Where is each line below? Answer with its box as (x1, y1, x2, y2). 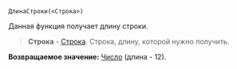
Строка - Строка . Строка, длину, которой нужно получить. (27, 36, 230, 46)
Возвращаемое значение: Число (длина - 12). (8, 52, 167, 61)
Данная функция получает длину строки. (8, 21, 149, 31)
